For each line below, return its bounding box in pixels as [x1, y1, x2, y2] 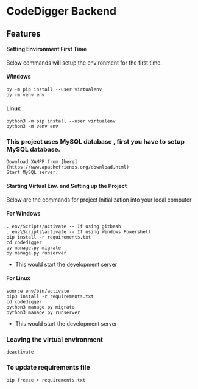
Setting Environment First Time [6, 46, 87, 53]
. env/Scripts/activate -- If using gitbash [6, 223, 121, 230]
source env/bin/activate [6, 288, 69, 295]
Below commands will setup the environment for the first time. [6, 59, 163, 66]
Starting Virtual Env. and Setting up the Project [6, 183, 127, 190]
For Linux [6, 275, 30, 282]
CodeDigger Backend [6, 4, 117, 18]
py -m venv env [6, 91, 45, 98]
